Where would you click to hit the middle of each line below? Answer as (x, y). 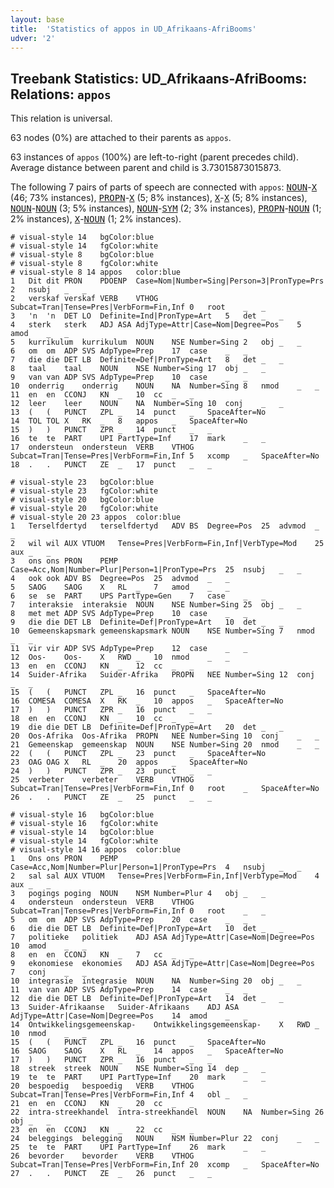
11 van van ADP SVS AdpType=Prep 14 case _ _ (129, 990)
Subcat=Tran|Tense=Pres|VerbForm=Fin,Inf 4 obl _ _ (129, 1095)
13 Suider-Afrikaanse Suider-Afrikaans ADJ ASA (125, 1007)
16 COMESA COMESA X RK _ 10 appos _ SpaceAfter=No (147, 701)
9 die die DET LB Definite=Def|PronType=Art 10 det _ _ (147, 622)
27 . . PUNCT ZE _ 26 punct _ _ (111, 1174)
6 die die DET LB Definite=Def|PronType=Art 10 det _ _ (147, 929)
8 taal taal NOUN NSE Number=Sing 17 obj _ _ (138, 369)
